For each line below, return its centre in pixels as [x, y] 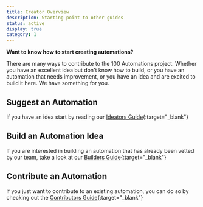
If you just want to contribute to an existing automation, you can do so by [98, 191]
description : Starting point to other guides [65, 18]
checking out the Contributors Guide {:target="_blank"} [75, 197]
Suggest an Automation [52, 102]
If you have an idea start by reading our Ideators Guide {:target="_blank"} [98, 117]
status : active [26, 23]
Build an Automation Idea [55, 136]
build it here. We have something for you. [58, 83]
